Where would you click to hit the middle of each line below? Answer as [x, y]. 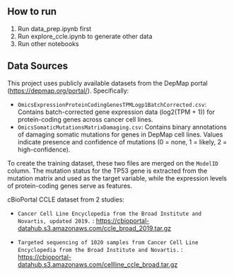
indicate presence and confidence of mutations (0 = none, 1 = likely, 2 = [122, 142]
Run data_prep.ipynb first [54, 28]
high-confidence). [44, 149]
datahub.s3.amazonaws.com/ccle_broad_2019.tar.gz [94, 228]
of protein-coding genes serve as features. [70, 185]
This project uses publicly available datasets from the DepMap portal [108, 83]
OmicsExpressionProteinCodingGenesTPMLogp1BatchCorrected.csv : [112, 104]
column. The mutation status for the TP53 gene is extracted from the [107, 171]
